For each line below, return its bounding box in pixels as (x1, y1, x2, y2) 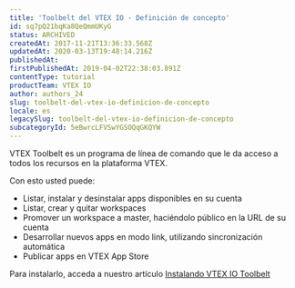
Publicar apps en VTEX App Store (22, 251, 149, 262)
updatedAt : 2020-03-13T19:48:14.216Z (9, 47, 153, 56)
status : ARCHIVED (9, 30, 76, 39)
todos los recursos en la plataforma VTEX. (9, 158, 168, 168)
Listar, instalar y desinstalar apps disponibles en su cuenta (22, 193, 243, 204)
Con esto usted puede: (9, 175, 96, 186)
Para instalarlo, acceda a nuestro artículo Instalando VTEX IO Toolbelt (9, 269, 270, 279)
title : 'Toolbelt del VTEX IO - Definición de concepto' (9, 13, 230, 23)
